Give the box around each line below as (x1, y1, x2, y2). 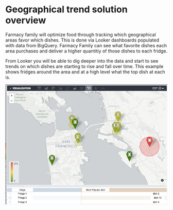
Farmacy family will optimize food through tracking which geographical (5, 31, 156, 37)
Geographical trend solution (5, 4, 128, 15)
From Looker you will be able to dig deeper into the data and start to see (5, 58, 159, 64)
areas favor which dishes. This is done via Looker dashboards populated (5, 37, 160, 43)
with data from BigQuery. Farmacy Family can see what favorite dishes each (5, 42, 167, 48)
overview (5, 14, 46, 26)
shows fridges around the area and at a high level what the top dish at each (5, 68, 165, 75)
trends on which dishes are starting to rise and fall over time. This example (5, 63, 164, 69)
